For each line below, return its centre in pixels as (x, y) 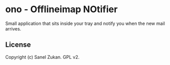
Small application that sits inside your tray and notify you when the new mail (85, 23)
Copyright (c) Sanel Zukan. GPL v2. (42, 57)
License (18, 45)
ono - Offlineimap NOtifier (62, 9)
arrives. (13, 28)
